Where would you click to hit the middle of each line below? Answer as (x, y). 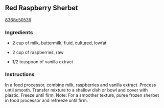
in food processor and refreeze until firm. (47, 100)
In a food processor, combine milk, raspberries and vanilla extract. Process (81, 85)
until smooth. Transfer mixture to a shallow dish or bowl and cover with (77, 90)
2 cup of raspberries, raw (38, 53)
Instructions (20, 74)
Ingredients (19, 32)
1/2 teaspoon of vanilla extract (43, 62)
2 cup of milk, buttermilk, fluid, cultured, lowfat (59, 43)
